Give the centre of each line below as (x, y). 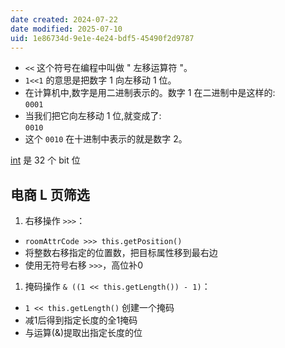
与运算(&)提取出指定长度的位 (83, 333)
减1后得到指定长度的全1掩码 (81, 320)
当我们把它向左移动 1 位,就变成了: (93, 116)
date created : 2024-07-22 (64, 19)
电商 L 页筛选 (50, 194)
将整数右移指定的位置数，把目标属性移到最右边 (121, 253)
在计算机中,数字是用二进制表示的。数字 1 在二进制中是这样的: (150, 93)
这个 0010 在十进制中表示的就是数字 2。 (106, 139)
